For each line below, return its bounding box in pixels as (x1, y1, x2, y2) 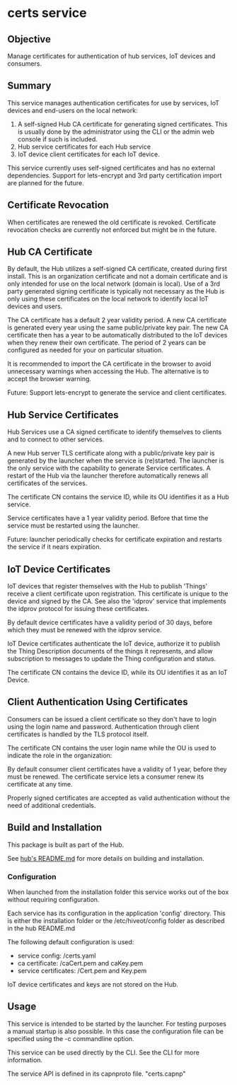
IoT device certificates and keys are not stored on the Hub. (7, 980, 179, 988)
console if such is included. (17, 134, 98, 143)
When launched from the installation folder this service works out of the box (7, 888, 229, 896)
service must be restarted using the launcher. (7, 521, 140, 530)
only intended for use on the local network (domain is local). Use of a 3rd (7, 279, 221, 288)
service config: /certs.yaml (17, 951, 96, 960)
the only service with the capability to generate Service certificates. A (7, 464, 211, 472)
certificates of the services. (7, 479, 88, 487)
